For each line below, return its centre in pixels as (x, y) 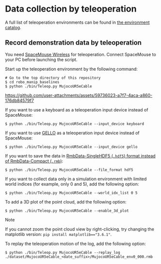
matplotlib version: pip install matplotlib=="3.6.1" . (58, 234)
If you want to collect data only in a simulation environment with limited (76, 179)
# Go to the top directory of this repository (53, 78)
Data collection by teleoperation (71, 9)
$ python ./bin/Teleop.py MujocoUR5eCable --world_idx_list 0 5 (71, 193)
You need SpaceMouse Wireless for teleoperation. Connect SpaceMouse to (80, 54)
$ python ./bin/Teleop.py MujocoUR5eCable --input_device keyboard (75, 124)
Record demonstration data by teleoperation (73, 43)
